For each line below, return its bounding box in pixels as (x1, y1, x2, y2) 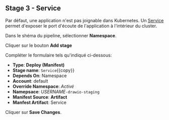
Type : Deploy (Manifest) (12, 62, 65, 68)
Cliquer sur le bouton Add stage (5, 42, 72, 48)
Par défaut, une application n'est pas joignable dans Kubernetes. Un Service (5, 17, 164, 23)
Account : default (12, 78, 48, 84)
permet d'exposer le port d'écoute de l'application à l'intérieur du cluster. (5, 23, 157, 29)
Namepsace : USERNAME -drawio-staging (12, 88, 100, 95)
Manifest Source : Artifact (12, 94, 67, 100)
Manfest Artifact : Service (12, 99, 67, 105)
